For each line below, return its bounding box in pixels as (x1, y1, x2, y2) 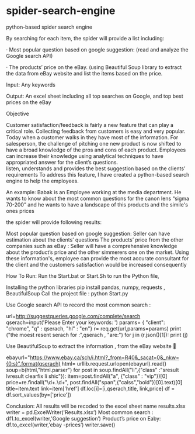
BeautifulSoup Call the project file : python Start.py (6, 290, 128, 297)
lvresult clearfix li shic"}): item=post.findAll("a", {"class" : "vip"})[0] (6, 373, 168, 380)
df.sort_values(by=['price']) (6, 391, 72, 398)
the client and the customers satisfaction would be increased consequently (6, 261, 187, 268)
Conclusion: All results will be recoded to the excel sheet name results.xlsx (6, 402, 186, 409)
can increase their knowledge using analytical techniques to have (6, 152, 163, 159)
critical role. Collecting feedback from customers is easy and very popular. (6, 128, 186, 135)
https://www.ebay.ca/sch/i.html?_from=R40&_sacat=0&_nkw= (30, 354, 180, 361)
